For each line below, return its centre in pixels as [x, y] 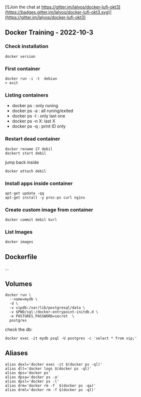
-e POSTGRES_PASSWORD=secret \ [42, 316]
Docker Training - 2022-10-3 [49, 33]
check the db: [19, 330]
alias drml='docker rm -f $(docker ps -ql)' [50, 390]
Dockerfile [21, 257]
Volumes [19, 284]
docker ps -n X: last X [34, 121]
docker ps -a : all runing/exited [42, 111]
